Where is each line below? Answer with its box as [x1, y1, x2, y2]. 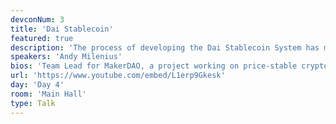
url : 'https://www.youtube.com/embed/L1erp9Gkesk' [10, 71, 226, 81]
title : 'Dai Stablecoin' [10, 24, 114, 34]
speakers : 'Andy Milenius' [10, 52, 123, 62]
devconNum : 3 [10, 14, 65, 25]
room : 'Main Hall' [10, 89, 87, 99]
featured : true [10, 33, 74, 43]
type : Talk [10, 98, 56, 108]
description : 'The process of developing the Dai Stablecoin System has [10, 42, 320, 53]
